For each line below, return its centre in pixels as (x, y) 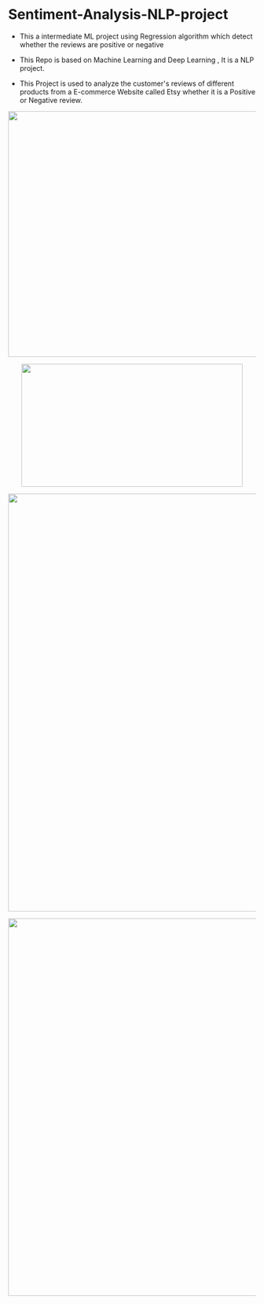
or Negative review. (51, 100)
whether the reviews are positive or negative (92, 44)
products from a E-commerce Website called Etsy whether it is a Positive (137, 91)
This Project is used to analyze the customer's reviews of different (126, 83)
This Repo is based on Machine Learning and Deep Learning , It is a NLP (137, 60)
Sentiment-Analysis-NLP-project (118, 15)
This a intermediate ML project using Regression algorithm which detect (136, 36)
